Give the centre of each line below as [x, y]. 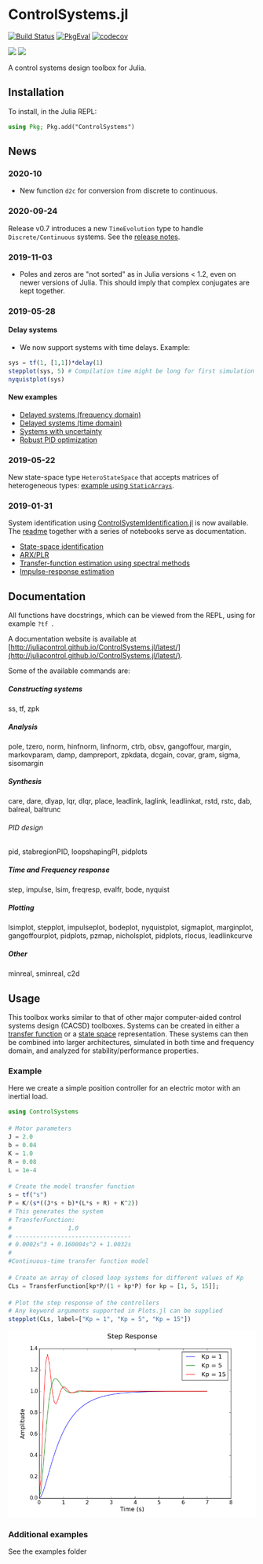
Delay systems [33, 330]
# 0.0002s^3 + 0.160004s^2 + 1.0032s [70, 1245]
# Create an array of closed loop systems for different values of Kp [126, 1278]
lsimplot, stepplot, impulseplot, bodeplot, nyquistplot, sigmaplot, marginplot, [131, 927]
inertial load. [28, 1097]
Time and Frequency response [59, 870]
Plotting [21, 907]
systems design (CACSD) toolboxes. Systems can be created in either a [124, 1026]
